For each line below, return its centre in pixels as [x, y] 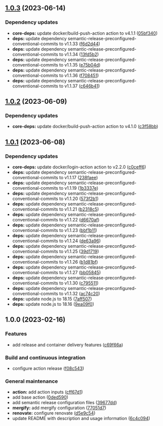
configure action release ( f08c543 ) [48, 368]
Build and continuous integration [45, 357]
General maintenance [32, 381]
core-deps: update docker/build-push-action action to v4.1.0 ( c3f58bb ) [85, 127]
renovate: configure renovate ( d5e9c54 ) [54, 413]
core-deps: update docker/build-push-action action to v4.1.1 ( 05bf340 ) [85, 33]
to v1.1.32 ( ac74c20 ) [80, 294]
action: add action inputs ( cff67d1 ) [48, 392]
